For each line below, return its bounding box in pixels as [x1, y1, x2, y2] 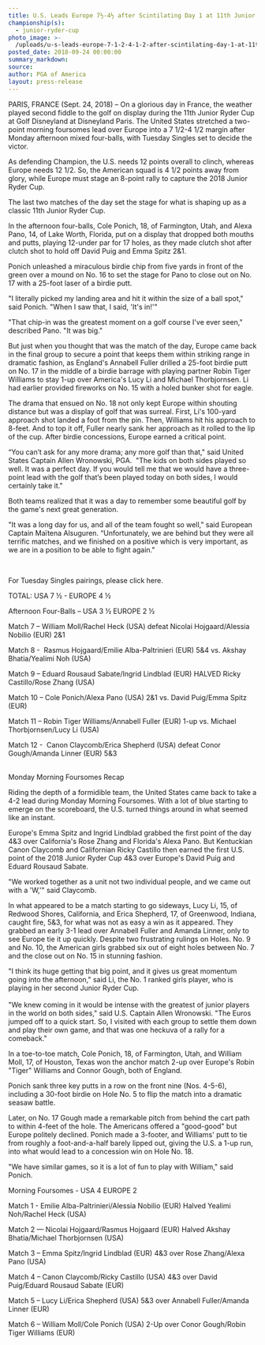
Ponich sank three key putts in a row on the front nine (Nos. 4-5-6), [8, 1080, 227, 1091]
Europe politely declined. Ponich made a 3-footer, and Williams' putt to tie [8, 1129, 248, 1139]
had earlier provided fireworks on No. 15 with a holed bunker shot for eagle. [8, 382, 254, 392]
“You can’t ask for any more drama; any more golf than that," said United [8, 447, 244, 457]
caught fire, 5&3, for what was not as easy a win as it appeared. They [8, 917, 233, 927]
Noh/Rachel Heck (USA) [8, 1209, 87, 1219]
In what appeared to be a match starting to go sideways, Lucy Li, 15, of [8, 900, 238, 910]
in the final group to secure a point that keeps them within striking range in [8, 349, 250, 359]
